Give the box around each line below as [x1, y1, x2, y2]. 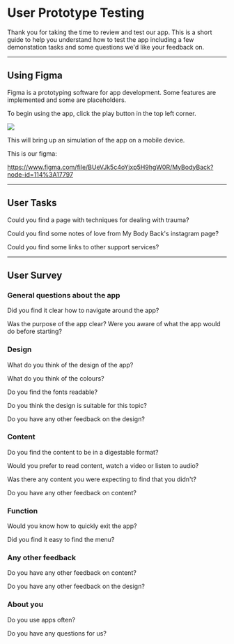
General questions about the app [7, 290, 120, 300]
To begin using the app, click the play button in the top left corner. [7, 109, 196, 117]
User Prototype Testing [7, 5, 145, 21]
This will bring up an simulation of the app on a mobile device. [7, 136, 185, 144]
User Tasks [7, 197, 57, 209]
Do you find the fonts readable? [7, 388, 98, 396]
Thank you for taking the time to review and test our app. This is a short [7, 28, 212, 36]
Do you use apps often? [7, 615, 75, 624]
